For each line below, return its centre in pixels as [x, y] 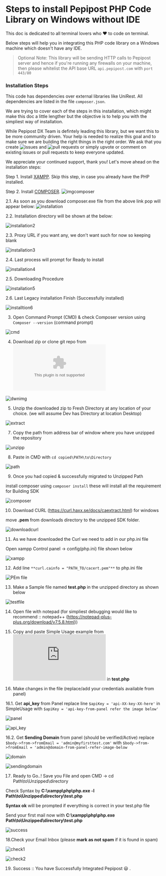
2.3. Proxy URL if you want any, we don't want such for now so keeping [78, 235]
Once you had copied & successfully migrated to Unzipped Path [78, 476]
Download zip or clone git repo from [49, 342]
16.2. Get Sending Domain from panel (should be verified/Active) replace [80, 738]
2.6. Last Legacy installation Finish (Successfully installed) [65, 298]
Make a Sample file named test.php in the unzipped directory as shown [86, 587]
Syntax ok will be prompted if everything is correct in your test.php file [78, 806]
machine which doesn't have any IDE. [44, 48]
